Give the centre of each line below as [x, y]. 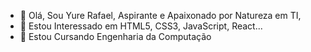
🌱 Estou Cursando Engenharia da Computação [115, 36]
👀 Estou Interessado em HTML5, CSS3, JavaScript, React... [141, 26]
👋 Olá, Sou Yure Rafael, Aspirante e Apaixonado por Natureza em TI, [160, 15]
